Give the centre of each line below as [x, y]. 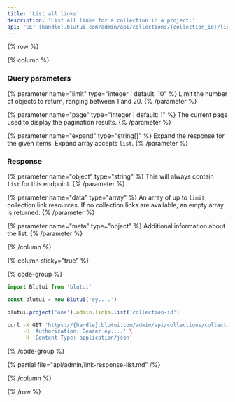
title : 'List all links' [43, 14]
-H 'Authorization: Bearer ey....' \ [78, 331]
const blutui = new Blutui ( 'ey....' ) [62, 299]
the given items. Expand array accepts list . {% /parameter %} [98, 143]
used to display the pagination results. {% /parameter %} [89, 122]
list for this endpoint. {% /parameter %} [66, 183]
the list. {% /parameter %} [45, 233]
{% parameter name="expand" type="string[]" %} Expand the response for [116, 136]
